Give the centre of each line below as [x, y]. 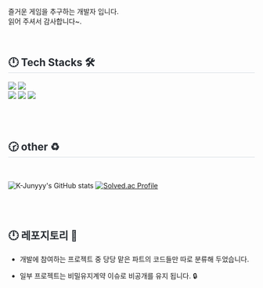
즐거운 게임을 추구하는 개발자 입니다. [63, 11]
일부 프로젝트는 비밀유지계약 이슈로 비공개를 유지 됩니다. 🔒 [108, 276]
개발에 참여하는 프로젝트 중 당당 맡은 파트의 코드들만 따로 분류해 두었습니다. [134, 259]
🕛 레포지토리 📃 [43, 236]
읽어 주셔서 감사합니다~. [45, 21]
